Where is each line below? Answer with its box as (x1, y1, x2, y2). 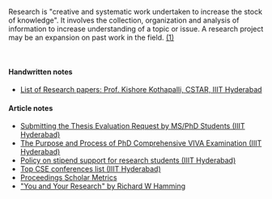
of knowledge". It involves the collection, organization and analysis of (8, 15, 240, 25)
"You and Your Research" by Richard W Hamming (19, 181, 186, 191)
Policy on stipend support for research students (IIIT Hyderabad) (19, 155, 236, 165)
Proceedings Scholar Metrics (19, 173, 117, 183)
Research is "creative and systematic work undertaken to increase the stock (8, 7, 263, 16)
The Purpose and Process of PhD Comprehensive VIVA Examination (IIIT (19, 138, 262, 148)
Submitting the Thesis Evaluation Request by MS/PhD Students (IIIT (19, 121, 245, 131)
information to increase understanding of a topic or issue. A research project (8, 24, 264, 33)
